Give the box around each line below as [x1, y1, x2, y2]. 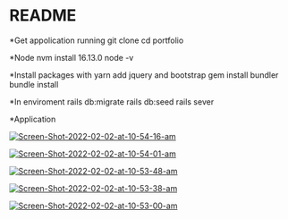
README [9, 5, 77, 26]
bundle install [9, 79, 59, 89]
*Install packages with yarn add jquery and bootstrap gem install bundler [9, 69, 279, 80]
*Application [9, 114, 56, 124]
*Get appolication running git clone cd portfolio [9, 35, 184, 46]
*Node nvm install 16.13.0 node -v [9, 52, 134, 63]
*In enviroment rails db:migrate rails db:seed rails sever [9, 96, 215, 107]
